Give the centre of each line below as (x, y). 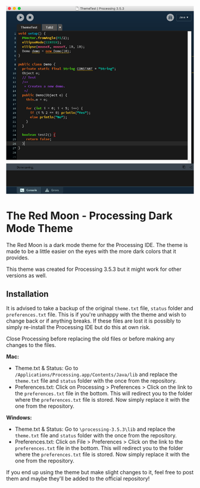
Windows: (19, 418)
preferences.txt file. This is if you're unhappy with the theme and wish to (96, 315)
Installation (27, 294)
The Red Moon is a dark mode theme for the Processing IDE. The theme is (97, 245)
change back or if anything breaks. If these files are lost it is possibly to (94, 321)
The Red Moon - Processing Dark (90, 216)
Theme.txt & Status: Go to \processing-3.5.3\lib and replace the (95, 429)
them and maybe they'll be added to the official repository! (78, 478)
